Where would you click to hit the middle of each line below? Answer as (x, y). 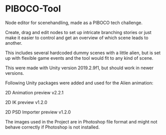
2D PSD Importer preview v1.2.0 (38, 112)
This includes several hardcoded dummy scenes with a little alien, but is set (83, 53)
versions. (14, 73)
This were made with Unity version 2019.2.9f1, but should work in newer (79, 68)
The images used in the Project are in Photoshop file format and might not (81, 121)
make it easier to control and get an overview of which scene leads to (77, 38)
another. (14, 43)
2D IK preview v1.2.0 (26, 102)
